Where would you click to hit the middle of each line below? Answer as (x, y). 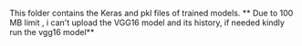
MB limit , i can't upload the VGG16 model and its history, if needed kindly (147, 23)
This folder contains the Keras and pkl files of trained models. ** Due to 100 (151, 13)
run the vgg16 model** (52, 32)
